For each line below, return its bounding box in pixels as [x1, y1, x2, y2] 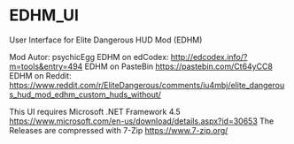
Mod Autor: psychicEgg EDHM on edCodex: [9, 51, 169, 62]
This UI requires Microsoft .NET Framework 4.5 [9, 106, 182, 117]
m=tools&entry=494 [9, 61, 83, 72]
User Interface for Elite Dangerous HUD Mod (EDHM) [9, 34, 203, 45]
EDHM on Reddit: [9, 70, 73, 80]
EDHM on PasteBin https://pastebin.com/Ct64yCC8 [84, 61, 273, 72]
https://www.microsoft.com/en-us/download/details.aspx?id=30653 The [9, 116, 275, 126]
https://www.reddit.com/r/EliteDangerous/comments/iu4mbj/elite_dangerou [9, 80, 285, 90]
